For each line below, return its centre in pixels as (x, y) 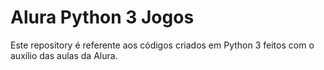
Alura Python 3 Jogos (102, 17)
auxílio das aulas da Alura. (64, 55)
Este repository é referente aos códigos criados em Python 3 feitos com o (162, 45)
